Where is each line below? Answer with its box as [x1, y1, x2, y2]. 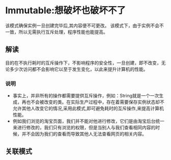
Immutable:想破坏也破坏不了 [5, 5, 126, 16]
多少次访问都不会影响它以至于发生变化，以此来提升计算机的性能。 [9, 66, 148, 72]
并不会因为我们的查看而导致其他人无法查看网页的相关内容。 [21, 131, 147, 137]
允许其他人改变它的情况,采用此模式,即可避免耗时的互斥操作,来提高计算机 [12, 105, 164, 112]
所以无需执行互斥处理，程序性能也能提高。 [18, 29, 108, 35]
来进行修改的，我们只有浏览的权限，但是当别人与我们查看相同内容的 [12, 124, 156, 130]
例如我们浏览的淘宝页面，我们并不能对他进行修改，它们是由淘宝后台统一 [12, 118, 164, 124]
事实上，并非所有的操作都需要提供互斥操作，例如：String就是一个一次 [12, 93, 159, 99]
